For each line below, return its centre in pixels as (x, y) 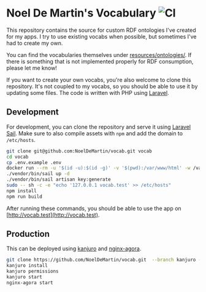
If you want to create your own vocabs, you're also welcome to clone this (99, 80)
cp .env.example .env (34, 162)
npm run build (25, 197)
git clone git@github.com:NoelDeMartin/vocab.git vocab (79, 151)
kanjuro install (27, 266)
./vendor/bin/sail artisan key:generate (59, 180)
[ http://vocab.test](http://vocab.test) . (53, 215)
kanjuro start (25, 277)
